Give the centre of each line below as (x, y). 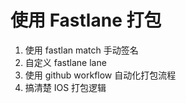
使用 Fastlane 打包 (86, 20)
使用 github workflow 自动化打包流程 (100, 75)
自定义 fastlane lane (65, 62)
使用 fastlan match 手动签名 (81, 50)
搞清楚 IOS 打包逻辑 (65, 87)
